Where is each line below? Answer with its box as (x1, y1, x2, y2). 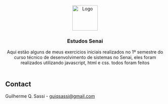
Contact (5, 80, 31, 88)
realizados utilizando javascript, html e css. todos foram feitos (20, 60, 150, 66)
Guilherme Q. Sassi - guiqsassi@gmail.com (5, 93, 95, 99)
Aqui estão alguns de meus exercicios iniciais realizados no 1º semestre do (7, 49, 163, 55)
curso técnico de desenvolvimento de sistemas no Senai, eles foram (14, 55, 156, 61)
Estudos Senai (67, 37, 103, 44)
